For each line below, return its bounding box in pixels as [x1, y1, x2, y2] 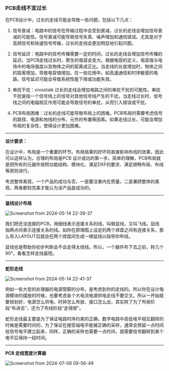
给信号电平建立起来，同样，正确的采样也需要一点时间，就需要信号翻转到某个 [5, 329, 164, 335]
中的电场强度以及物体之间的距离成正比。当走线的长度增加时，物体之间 [17, 64, 162, 70]
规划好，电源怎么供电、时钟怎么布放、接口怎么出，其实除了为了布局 [9, 299, 151, 305]
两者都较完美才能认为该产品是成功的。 [14, 185, 94, 191]
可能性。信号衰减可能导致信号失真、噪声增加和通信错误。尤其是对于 [21, 34, 162, 40]
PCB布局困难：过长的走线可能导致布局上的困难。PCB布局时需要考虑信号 [12, 110, 163, 116]
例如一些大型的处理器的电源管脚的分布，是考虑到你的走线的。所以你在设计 [5, 286, 159, 292]
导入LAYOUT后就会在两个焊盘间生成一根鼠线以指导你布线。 [9, 233, 133, 239]
